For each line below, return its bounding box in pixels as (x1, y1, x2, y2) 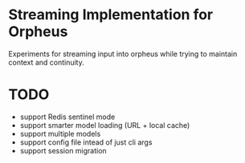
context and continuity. (8, 58, 84, 67)
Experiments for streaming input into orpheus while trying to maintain (8, 49, 238, 58)
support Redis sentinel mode (19, 112, 116, 121)
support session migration (19, 145, 107, 155)
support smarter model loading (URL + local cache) (19, 120, 190, 129)
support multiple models (19, 129, 101, 138)
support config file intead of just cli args (19, 137, 153, 147)
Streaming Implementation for (8, 6, 214, 24)
